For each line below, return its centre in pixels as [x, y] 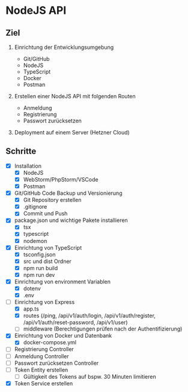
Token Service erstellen [44, 383]
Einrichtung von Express [44, 302]
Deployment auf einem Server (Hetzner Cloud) [72, 132]
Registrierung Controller [44, 349]
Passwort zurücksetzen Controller [56, 363]
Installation [28, 166]
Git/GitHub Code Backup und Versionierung [68, 193]
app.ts [31, 309]
